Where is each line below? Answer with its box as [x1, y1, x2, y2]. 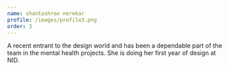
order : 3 [7, 23, 32, 30]
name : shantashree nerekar [7, 10, 85, 17]
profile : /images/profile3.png [7, 16, 97, 23]
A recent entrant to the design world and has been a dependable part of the [7, 42, 223, 50]
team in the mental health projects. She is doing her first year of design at [7, 49, 216, 57]
